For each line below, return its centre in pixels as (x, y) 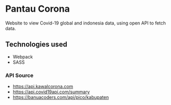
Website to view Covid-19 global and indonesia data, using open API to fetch (86, 23)
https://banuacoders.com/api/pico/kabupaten (60, 97)
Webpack (23, 57)
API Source (19, 75)
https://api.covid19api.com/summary (51, 92)
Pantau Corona (38, 9)
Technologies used (36, 45)
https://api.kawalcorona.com (43, 87)
